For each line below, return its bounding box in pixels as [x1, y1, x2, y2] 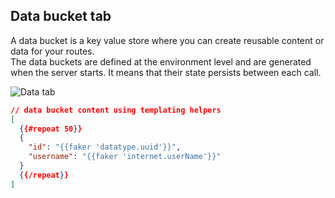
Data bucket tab [10, 8, 112, 25]
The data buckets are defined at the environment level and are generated [10, 55, 312, 68]
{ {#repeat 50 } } [19, 124, 83, 134]
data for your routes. [10, 45, 95, 57]
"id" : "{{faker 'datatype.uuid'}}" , [28, 142, 182, 153]
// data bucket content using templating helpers [10, 105, 222, 115]
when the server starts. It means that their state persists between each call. [10, 66, 322, 78]
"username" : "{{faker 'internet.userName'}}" [28, 152, 222, 162]
